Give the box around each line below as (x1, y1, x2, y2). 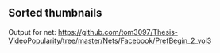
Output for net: (8, 27, 57, 36)
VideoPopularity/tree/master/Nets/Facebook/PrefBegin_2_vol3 (8, 36, 212, 45)
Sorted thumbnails (8, 6, 102, 20)
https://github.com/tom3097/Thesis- (58, 27, 179, 36)
